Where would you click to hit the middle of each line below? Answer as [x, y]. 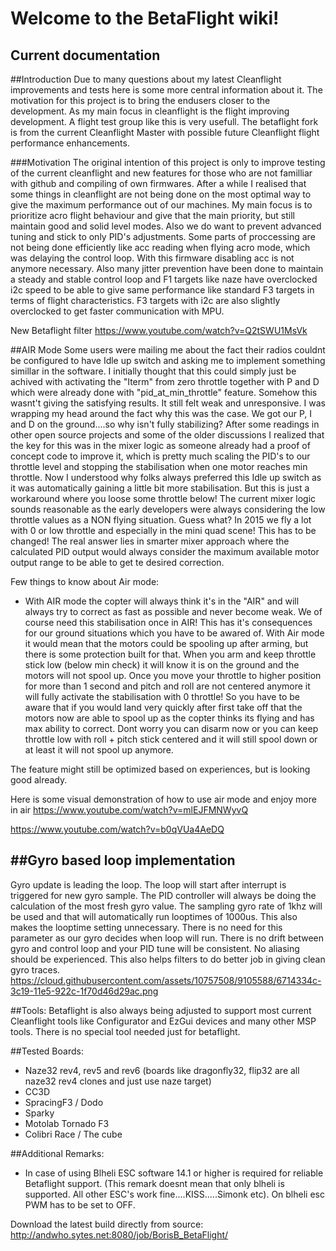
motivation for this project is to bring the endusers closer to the [140, 100]
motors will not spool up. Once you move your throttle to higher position [173, 675]
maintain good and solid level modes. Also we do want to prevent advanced [166, 226]
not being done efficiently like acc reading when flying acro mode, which [160, 247]
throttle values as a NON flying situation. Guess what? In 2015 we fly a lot [161, 520]
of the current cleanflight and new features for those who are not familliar [161, 173]
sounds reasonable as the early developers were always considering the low [168, 509]
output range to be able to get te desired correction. [117, 562]
